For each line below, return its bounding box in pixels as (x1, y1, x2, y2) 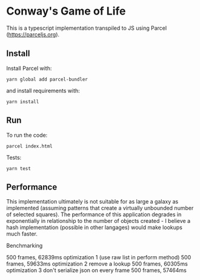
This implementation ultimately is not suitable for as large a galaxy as (6, 198, 179, 205)
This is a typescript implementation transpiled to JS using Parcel (6, 24, 167, 32)
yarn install (6, 98, 39, 104)
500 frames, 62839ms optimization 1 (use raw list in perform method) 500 (6, 254, 192, 261)
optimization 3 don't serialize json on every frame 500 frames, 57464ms (6, 267, 187, 274)
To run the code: (6, 131, 48, 138)
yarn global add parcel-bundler (6, 76, 88, 83)
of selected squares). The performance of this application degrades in (6, 211, 182, 218)
